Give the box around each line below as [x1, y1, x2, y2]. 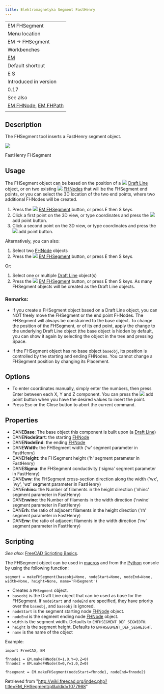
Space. [12, 338, 27, 344]
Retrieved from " [5, 678, 38, 684]
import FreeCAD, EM [5, 648, 45, 653]
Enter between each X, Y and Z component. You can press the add [12, 391, 154, 397]
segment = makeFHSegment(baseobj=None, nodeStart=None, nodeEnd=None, [5, 574, 153, 580]
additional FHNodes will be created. [5, 196, 78, 202]
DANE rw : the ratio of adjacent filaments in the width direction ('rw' [12, 518, 147, 524]
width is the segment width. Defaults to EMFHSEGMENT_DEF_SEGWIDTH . [12, 618, 147, 624]
